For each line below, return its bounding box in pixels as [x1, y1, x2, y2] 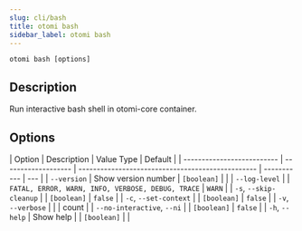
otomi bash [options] [9, 55, 91, 64]
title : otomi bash [9, 22, 79, 31]
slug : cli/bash [9, 13, 67, 23]
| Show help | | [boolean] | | [27, 212, 131, 222]
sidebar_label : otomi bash [9, 30, 111, 39]
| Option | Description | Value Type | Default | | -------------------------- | [9, 154, 283, 164]
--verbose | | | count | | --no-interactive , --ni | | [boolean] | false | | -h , [9, 202, 280, 213]
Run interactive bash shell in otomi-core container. [9, 103, 197, 114]
